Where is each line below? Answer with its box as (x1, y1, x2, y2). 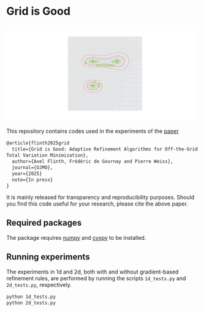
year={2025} (12, 170, 43, 177)
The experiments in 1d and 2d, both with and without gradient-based (6, 268, 179, 275)
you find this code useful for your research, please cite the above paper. (6, 200, 188, 207)
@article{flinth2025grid (6, 139, 70, 146)
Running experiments (6, 252, 90, 262)
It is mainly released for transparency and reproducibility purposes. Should (6, 193, 194, 201)
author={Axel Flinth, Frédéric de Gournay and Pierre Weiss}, (12, 158, 173, 165)
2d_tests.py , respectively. (6, 281, 72, 288)
